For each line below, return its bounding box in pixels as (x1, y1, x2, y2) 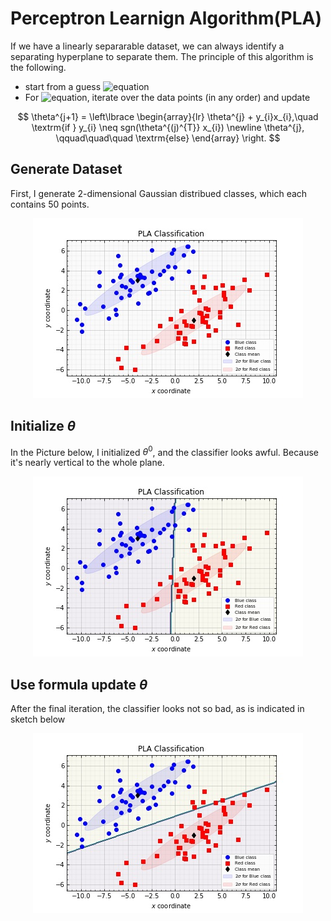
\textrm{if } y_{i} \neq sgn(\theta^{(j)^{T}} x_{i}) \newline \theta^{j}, (31, 121, 305, 133)
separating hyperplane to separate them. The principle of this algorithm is (10, 50, 314, 62)
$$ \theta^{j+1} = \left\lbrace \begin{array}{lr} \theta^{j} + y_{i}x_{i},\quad (17, 110, 319, 122)
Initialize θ (10, 418, 76, 435)
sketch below (10, 713, 66, 726)
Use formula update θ (10, 676, 148, 693)
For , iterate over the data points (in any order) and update (24, 91, 311, 103)
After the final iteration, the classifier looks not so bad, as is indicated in (10, 703, 305, 715)
